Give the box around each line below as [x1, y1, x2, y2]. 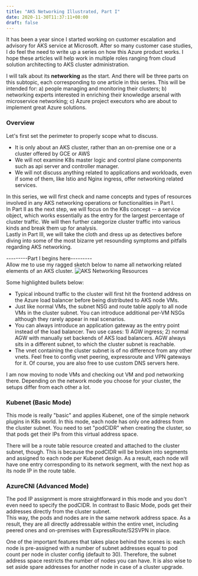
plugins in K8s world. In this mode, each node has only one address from [6, 418, 184, 425]
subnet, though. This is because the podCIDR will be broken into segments [6, 448, 188, 455]
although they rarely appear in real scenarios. [14, 315, 126, 323]
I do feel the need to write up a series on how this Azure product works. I [6, 49, 184, 56]
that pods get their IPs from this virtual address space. [6, 430, 139, 437]
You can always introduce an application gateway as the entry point [14, 321, 180, 329]
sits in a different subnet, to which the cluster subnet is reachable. [14, 340, 176, 347]
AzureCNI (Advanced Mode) [6, 482, 89, 490]
